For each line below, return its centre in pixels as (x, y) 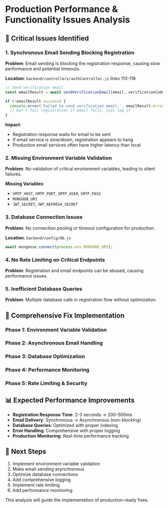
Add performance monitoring (42, 490)
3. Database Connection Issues (44, 217)
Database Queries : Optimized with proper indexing (65, 425)
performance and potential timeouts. (43, 68)
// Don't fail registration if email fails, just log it (70, 110)
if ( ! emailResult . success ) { (35, 101)
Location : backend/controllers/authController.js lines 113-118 (70, 78)
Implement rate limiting (36, 485)
